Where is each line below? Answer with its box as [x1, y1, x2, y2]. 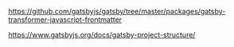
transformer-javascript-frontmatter [8, 15, 122, 24]
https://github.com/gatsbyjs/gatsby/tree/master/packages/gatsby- [8, 7, 226, 16]
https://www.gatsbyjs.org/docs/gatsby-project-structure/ [8, 31, 196, 39]
